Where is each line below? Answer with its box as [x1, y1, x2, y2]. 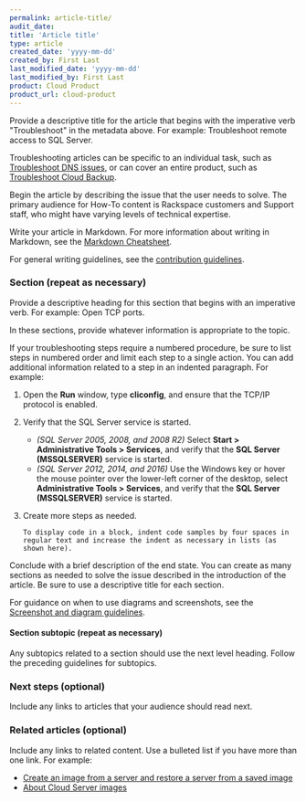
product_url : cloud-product [9, 90, 117, 99]
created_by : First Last [9, 56, 100, 65]
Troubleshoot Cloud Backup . [9, 171, 117, 183]
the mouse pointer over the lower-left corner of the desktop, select [36, 472, 289, 484]
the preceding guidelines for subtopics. [9, 658, 158, 668]
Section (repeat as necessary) [9, 276, 147, 289]
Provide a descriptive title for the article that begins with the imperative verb [9, 115, 296, 126]
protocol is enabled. [22, 398, 99, 409]
